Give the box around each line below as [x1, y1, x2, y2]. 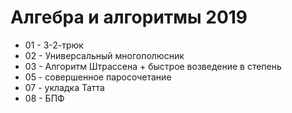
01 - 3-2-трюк [24, 39, 84, 51]
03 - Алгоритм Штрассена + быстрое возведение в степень [24, 60, 282, 72]
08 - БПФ [24, 92, 65, 104]
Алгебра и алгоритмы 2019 [10, 6, 248, 29]
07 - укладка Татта [24, 81, 105, 93]
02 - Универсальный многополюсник [24, 49, 185, 61]
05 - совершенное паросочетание [24, 71, 172, 83]
